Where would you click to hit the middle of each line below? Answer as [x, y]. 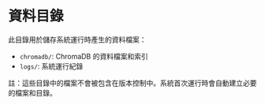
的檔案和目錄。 [32, 92]
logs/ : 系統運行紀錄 [51, 66]
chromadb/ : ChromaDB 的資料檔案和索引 [84, 56]
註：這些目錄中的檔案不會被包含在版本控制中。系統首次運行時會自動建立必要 [132, 83]
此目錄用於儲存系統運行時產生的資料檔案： [77, 39]
